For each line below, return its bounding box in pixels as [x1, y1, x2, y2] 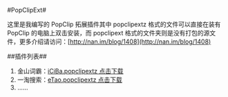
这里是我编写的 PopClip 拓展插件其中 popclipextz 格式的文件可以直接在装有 [7, 20, 221, 28]
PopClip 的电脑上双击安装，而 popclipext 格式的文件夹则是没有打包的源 [7, 29, 210, 37]
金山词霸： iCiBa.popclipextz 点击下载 [17, 67, 124, 75]
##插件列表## [7, 52, 47, 60]
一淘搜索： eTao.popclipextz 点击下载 [17, 76, 123, 84]
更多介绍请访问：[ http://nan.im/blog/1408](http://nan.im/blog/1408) [19, 37, 211, 46]
